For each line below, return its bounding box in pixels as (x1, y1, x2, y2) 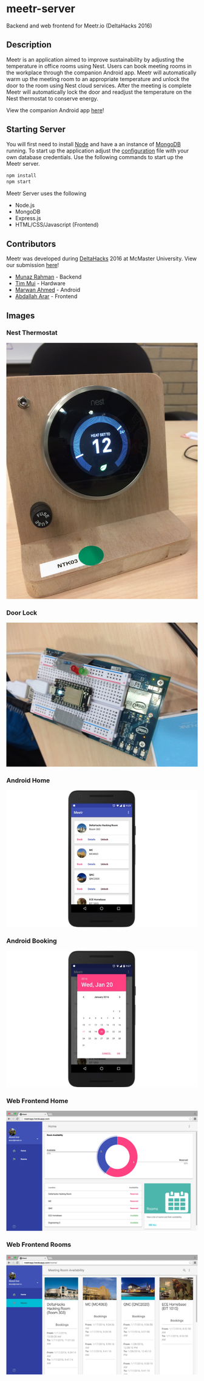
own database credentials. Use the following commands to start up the (6, 153, 183, 160)
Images (6, 310, 35, 321)
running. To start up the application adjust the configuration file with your (6, 147, 189, 154)
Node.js (15, 202, 35, 209)
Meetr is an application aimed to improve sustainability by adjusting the (6, 55, 184, 63)
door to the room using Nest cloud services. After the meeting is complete (6, 82, 192, 89)
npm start (6, 179, 32, 185)
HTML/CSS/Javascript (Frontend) (15, 221, 99, 229)
